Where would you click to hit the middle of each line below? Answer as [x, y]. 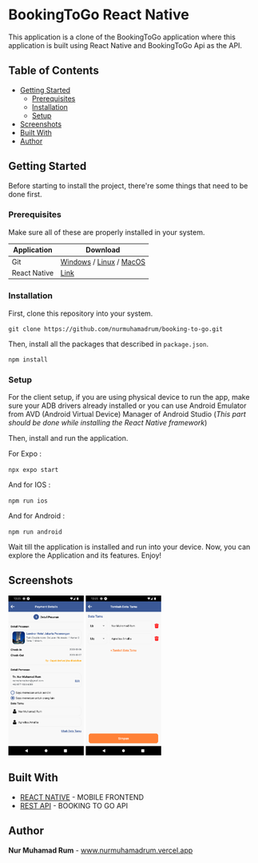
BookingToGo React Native [99, 15]
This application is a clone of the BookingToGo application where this [122, 37]
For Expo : [25, 454]
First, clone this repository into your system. [81, 313]
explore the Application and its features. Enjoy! [85, 555]
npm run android [35, 532]
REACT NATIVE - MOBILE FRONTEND [81, 797]
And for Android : [37, 515]
